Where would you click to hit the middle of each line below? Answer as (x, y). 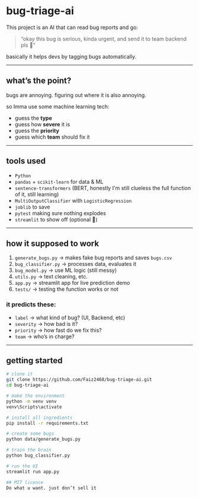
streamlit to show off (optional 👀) (56, 219)
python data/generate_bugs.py (44, 440)
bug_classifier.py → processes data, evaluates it (76, 264)
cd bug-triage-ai (28, 385)
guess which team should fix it (52, 137)
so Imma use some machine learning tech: (58, 106)
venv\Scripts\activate (34, 407)
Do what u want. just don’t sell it (51, 488)
